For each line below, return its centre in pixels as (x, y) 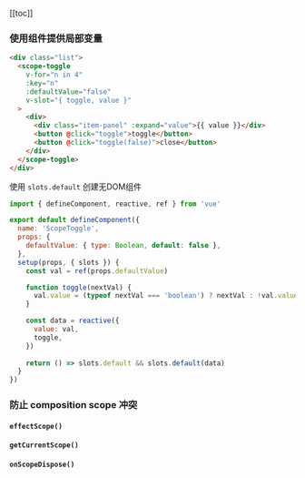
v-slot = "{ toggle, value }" (79, 100)
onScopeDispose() (42, 464)
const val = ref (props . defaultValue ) (97, 271)
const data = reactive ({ (73, 321)
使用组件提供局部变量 (56, 38)
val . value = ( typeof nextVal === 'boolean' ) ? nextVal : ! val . (156, 296)
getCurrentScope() (44, 445)
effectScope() (36, 426)
